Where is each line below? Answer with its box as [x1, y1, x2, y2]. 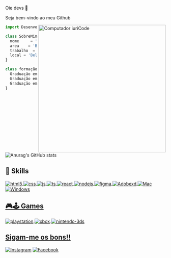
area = [10, 43, 31, 48]
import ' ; [5, 24, 88, 30]
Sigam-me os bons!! [5, 233, 71, 242]
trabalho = [10, 48, 36, 53]
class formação [5, 67, 38, 72]
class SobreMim [5, 34, 38, 39]
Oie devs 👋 [5, 5, 28, 11]
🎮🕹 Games [5, 201, 44, 210]
